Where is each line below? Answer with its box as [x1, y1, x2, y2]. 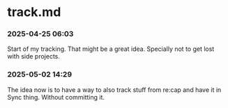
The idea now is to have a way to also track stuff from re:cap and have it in [7, 85, 222, 94]
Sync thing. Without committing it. [7, 93, 105, 101]
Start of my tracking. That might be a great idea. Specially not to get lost [7, 45, 215, 53]
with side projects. [7, 52, 61, 61]
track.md [7, 4, 61, 20]
